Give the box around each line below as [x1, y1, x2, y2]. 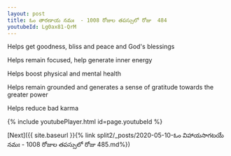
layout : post [7, 10, 45, 17]
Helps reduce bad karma [7, 104, 79, 113]
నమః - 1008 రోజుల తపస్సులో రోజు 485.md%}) [7, 141, 131, 149]
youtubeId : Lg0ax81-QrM [7, 23, 77, 30]
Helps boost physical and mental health [7, 69, 121, 78]
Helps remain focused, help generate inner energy [7, 56, 153, 64]
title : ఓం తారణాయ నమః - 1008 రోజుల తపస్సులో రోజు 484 [7, 17, 167, 24]
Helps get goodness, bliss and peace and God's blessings [7, 43, 175, 51]
